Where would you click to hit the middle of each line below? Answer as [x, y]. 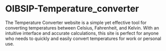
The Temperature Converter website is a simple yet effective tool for [76, 22]
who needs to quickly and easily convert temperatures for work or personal [83, 38]
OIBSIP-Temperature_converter [72, 9]
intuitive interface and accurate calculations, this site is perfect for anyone [82, 33]
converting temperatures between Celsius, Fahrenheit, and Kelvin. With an [82, 27]
